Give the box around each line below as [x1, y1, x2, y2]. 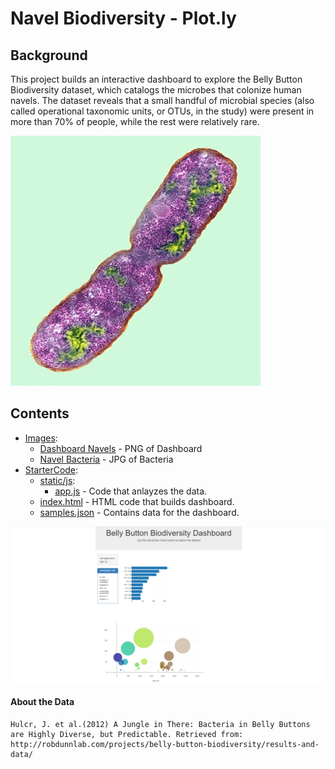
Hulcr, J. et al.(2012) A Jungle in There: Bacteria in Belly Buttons [10, 719, 311, 729]
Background [10, 47, 88, 64]
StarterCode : [24, 463, 79, 476]
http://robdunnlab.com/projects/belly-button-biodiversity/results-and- [10, 739, 320, 749]
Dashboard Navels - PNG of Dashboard [39, 442, 203, 454]
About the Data [10, 695, 75, 707]
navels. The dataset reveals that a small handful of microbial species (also [10, 95, 315, 106]
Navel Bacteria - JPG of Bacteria [39, 453, 174, 465]
